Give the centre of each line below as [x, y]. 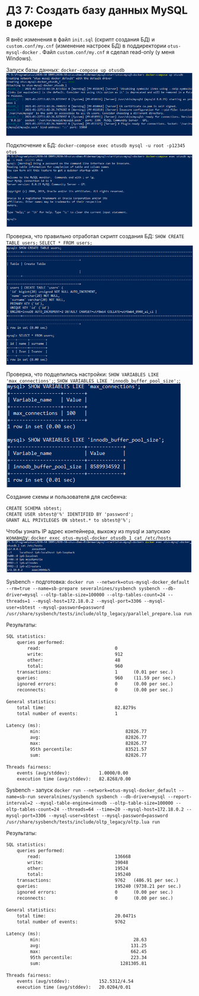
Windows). [19, 58]
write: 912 [75, 654]
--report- [180, 796]
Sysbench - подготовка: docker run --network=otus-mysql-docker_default [98, 581]
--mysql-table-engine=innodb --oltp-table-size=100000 [104, 803]
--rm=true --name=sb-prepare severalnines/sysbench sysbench [83, 589]
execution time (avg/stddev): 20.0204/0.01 [74, 987]
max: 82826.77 [88, 743]
